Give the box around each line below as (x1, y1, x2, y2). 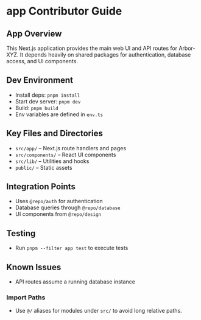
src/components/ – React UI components (15, 151, 116, 158)
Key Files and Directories (6, 128, 104, 139)
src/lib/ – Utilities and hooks (15, 157, 90, 165)
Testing (6, 228, 36, 238)
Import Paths (6, 293, 46, 302)
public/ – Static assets (15, 164, 72, 171)
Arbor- (178, 44, 196, 52)
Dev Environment (6, 75, 74, 86)
